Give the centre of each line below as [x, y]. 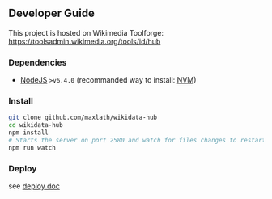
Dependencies [38, 62]
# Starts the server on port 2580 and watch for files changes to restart [137, 141]
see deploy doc [34, 186]
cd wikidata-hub [36, 125]
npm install [28, 133]
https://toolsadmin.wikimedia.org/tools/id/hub [85, 41]
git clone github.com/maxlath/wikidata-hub [83, 118]
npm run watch [32, 148]
